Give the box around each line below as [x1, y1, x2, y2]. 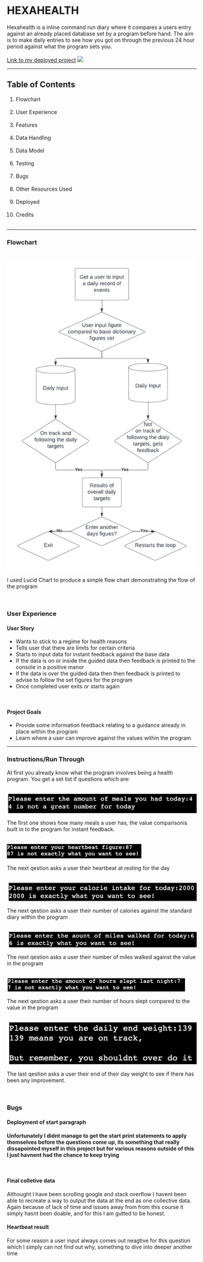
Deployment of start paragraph [7, 1118, 86, 1126]
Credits [15, 211, 34, 218]
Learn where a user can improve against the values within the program [15, 734, 192, 742]
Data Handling [15, 134, 51, 141]
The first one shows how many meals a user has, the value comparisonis [7, 819, 188, 826]
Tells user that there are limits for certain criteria [15, 644, 135, 652]
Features [15, 121, 38, 128]
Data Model [15, 147, 45, 154]
